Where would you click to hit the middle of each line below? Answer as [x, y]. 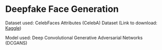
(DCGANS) [16, 43]
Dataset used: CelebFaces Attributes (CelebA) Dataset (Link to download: [81, 23]
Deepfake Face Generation [62, 9]
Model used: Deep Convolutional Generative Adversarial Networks [74, 38]
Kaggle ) [13, 28]
